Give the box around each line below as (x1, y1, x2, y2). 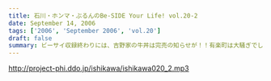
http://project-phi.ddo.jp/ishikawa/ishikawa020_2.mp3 (8, 63, 189, 73)
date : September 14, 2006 (8, 19, 95, 27)
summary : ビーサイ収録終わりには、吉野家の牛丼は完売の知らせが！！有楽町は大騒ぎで (8, 42, 258, 50)
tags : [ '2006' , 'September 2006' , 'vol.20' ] (8, 26, 161, 34)
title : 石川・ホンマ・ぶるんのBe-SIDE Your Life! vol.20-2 (8, 11, 198, 20)
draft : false (8, 34, 53, 43)
